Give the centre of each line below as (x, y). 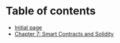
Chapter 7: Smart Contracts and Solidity (64, 33)
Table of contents (51, 11)
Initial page (28, 27)
